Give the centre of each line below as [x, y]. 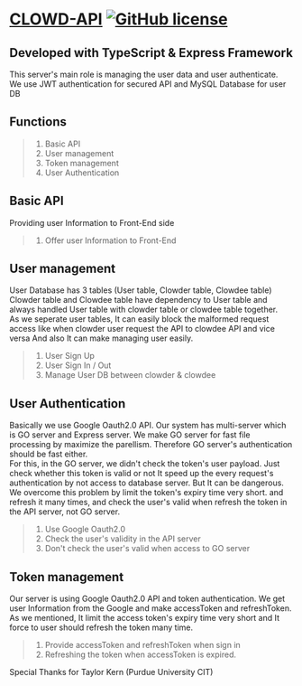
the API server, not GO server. [64, 512]
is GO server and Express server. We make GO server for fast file [130, 435]
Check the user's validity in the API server [123, 539]
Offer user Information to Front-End [110, 240]
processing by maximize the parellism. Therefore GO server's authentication [151, 445]
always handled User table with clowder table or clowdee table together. [144, 310]
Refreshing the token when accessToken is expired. [141, 654]
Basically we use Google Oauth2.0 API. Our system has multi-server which [148, 426]
